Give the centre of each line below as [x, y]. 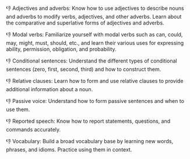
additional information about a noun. [50, 89]
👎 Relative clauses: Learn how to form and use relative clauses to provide [95, 81]
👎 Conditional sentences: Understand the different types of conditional [92, 61]
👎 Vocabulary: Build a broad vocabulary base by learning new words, [90, 141]
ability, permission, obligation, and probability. [61, 49]
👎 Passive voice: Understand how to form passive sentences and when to [95, 101]
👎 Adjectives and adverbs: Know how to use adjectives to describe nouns [95, 8]
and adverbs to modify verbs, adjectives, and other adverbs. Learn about [94, 17]
